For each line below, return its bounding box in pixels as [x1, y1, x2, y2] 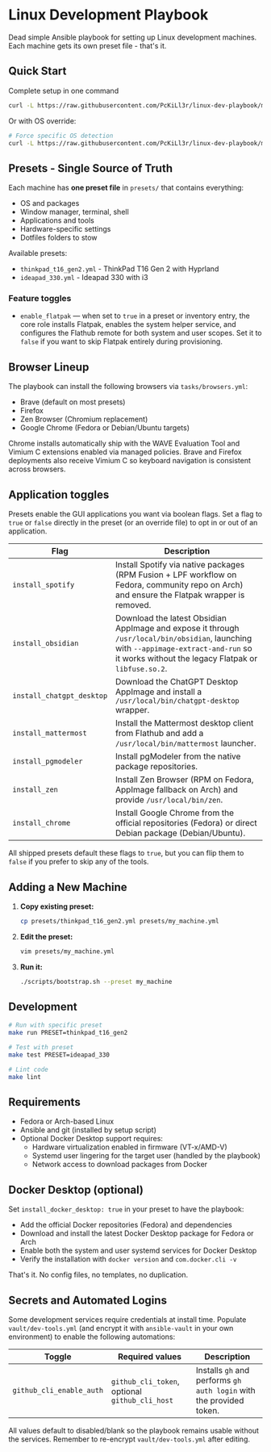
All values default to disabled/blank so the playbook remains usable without [8, 1426, 260, 1436]
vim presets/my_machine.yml [19, 947, 115, 956]
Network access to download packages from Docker [31, 1160, 208, 1170]
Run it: [19, 962, 43, 972]
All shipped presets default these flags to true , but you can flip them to [8, 848, 244, 858]
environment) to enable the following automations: [8, 1332, 176, 1341]
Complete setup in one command [8, 86, 119, 95]
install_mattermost [12, 729, 87, 738]
